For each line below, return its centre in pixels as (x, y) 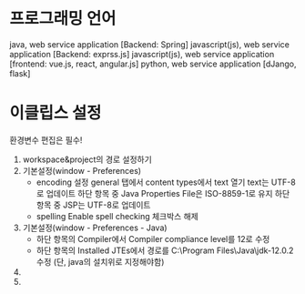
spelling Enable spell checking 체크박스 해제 (117, 216)
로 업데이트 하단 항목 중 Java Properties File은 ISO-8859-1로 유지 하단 (163, 193)
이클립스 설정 (56, 113)
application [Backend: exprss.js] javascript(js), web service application (142, 54)
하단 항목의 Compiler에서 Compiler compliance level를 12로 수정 (153, 238)
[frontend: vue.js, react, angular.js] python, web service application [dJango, (153, 64)
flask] (20, 73)
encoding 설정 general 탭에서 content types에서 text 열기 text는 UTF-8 (166, 182)
